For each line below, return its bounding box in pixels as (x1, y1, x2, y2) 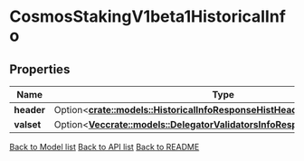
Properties (9, 62, 71, 77)
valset (14, 118, 42, 130)
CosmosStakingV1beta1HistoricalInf (9, 6, 287, 27)
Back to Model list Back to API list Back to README (9, 142, 200, 152)
